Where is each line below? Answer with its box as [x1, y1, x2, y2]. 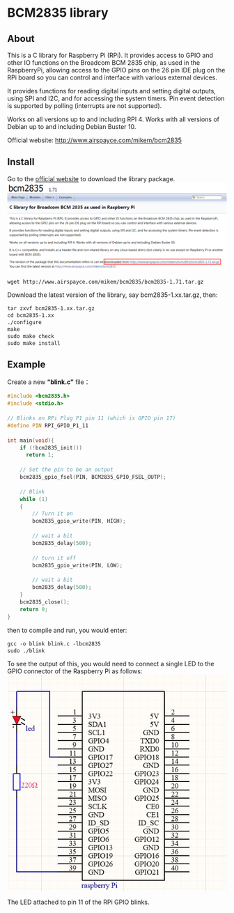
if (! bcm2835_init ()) [19, 444, 82, 451]
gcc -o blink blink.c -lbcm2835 [7, 640, 101, 647]
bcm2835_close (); [19, 598, 70, 606]
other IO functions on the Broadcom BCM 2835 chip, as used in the [7, 59, 201, 67]
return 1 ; [25, 452, 54, 459]
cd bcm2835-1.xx [7, 312, 54, 319]
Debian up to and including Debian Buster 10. [7, 123, 136, 130]
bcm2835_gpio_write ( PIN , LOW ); [32, 562, 123, 569]
